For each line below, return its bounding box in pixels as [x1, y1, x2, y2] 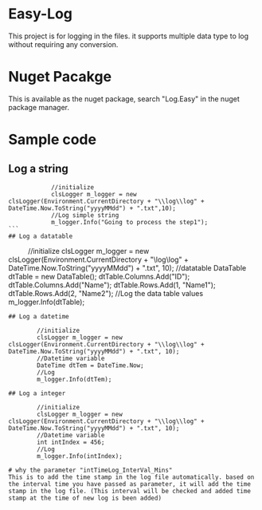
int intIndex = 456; [37, 438, 105, 446]
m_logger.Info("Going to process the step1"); [50, 218, 209, 226]
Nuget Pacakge [8, 68, 112, 86]
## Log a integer [8, 389, 66, 397]
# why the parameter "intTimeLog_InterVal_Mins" [8, 466, 173, 474]
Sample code [8, 131, 97, 148]
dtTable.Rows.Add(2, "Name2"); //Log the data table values [8, 288, 204, 298]
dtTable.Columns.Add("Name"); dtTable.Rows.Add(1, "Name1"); [8, 280, 217, 290]
